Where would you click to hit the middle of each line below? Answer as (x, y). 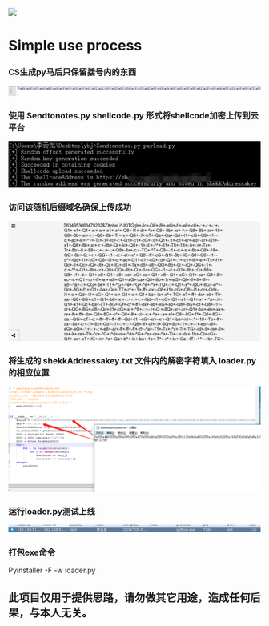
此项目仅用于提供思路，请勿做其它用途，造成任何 (129, 598)
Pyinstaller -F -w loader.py (52, 570)
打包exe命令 (32, 552)
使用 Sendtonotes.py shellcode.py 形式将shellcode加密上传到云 (133, 115)
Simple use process (75, 46)
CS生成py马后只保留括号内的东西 (72, 72)
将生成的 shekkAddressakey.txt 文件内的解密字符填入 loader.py (132, 360)
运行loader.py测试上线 (52, 511)
